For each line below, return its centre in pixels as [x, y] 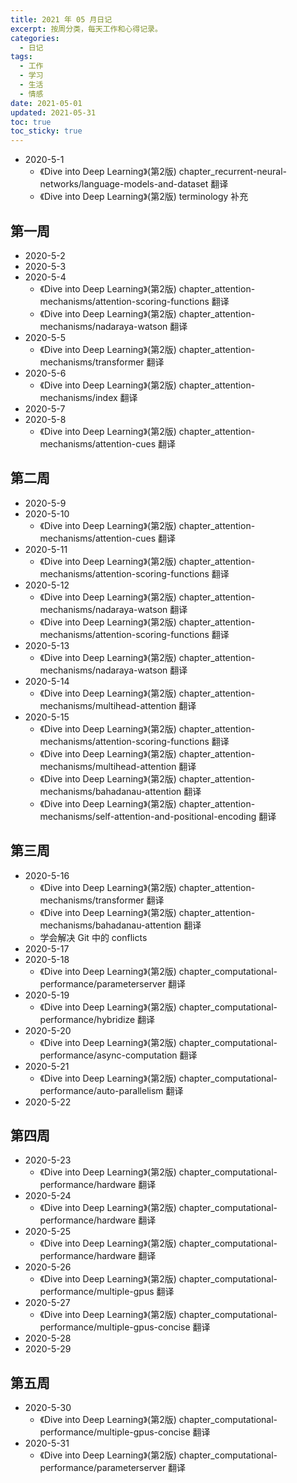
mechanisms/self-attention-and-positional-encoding [148, 816]
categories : [35, 38]
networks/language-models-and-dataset [124, 184]
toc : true [31, 122]
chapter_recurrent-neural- [233, 172]
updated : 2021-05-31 [53, 112]
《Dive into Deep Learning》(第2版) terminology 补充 [144, 197]
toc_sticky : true [46, 131]
